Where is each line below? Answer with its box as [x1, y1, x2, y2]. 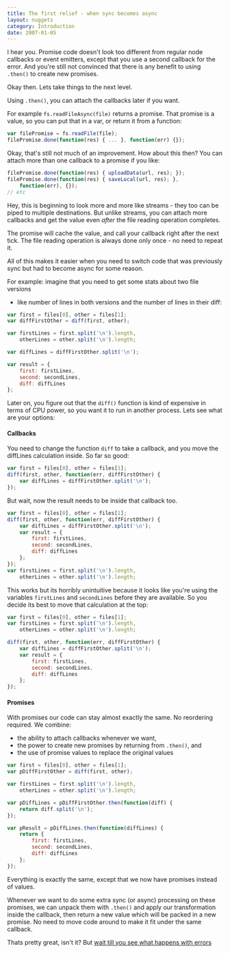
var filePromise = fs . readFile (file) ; [7, 130, 118, 137]
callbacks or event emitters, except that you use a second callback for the [7, 56, 216, 64]
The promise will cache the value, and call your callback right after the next [7, 229, 219, 237]
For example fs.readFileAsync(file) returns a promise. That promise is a [7, 110, 214, 118]
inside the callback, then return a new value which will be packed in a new [7, 910, 217, 919]
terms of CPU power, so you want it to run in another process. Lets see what [7, 406, 222, 415]
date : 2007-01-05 [7, 29, 57, 36]
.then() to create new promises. [7, 70, 99, 78]
